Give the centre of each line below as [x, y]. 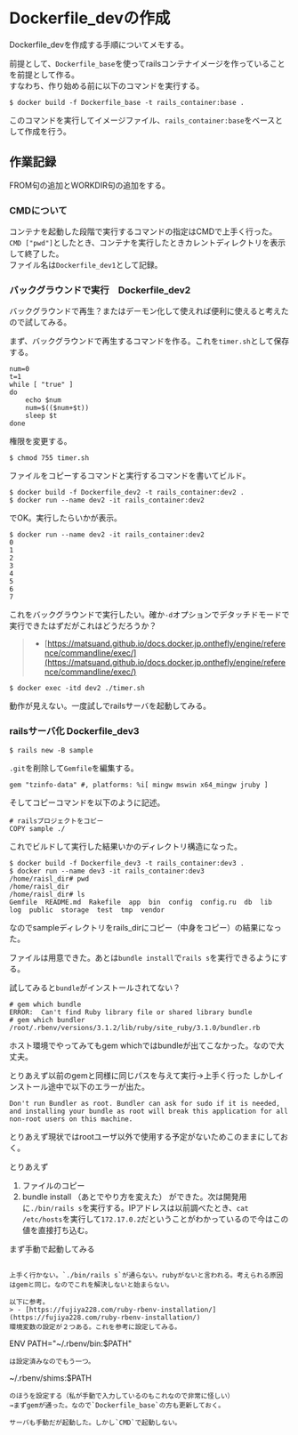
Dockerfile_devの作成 [90, 18]
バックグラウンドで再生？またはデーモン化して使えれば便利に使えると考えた [149, 311]
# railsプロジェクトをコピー [56, 821]
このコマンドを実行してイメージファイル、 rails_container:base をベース [142, 120]
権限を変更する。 [40, 441]
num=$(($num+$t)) [57, 408]
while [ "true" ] [41, 385]
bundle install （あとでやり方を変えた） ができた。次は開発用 [134, 1197]
